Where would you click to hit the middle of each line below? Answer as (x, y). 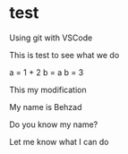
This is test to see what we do (64, 55)
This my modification (48, 90)
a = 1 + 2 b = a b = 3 (47, 72)
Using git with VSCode (51, 38)
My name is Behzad (46, 107)
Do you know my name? (54, 124)
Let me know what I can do (59, 141)
